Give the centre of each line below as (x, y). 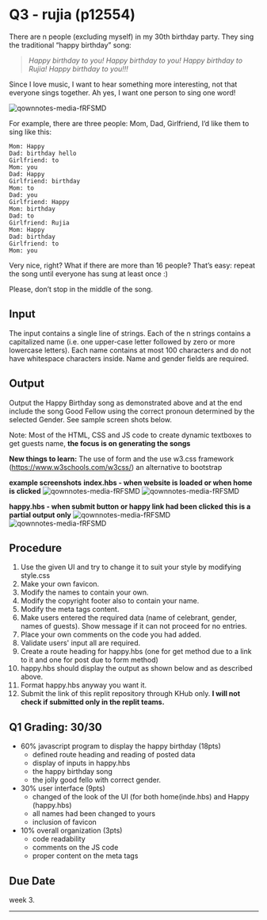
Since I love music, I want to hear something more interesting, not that (123, 84)
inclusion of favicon (65, 822)
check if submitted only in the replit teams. (92, 702)
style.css (35, 575)
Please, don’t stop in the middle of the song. (81, 289)
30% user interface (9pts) (63, 788)
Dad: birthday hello (43, 153)
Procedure (36, 548)
